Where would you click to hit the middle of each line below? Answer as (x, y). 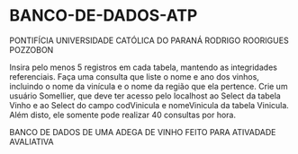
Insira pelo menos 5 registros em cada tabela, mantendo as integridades (143, 67)
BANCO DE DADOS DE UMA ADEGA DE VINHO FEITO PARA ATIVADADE (143, 132)
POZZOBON (32, 49)
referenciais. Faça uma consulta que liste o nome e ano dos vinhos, (134, 76)
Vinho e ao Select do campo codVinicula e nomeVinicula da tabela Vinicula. (149, 105)
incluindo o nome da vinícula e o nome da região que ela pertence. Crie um (149, 86)
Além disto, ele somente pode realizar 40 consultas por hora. (123, 115)
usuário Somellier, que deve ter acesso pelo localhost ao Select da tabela (145, 96)
